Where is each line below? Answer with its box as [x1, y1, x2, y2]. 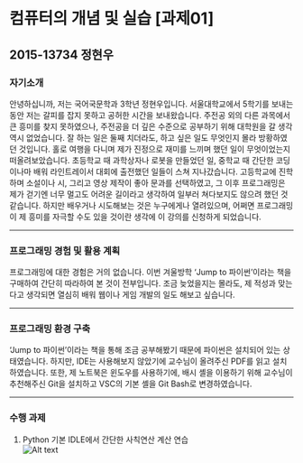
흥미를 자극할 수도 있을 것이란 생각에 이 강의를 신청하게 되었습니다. [28, 211, 262, 222]
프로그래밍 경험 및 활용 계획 [9, 245, 121, 257]
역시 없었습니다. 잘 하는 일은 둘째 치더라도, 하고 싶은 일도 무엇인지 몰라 [9, 132, 257, 143]
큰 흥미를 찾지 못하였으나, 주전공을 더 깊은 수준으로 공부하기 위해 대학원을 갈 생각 [9, 121, 293, 132]
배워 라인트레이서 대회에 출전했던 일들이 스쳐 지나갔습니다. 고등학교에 [32, 166, 277, 177]
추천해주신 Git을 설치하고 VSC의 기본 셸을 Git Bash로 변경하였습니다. [9, 378, 252, 389]
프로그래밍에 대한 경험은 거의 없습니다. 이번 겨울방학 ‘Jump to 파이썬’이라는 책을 [9, 267, 291, 278]
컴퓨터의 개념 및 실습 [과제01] [9, 8, 215, 29]
